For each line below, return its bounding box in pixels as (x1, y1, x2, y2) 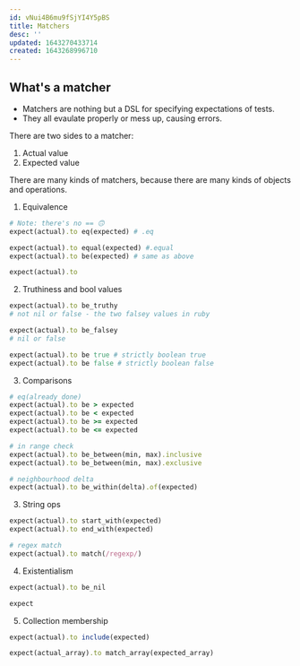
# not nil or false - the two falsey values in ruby (9, 310, 210, 319)
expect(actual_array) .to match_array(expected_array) (9, 649, 215, 658)
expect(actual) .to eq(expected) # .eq (9, 227, 154, 236)
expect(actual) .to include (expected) (9, 633, 150, 642)
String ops (21, 499, 61, 510)
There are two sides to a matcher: (9, 130, 134, 141)
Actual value (21, 147, 69, 158)
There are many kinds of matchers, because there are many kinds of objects (9, 174, 291, 185)
